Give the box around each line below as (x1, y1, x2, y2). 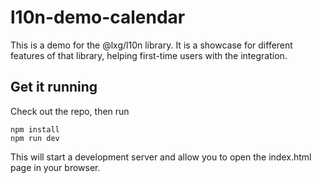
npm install (10, 124, 60, 135)
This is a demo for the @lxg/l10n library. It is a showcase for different (10, 39, 293, 51)
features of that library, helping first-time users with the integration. (10, 49, 288, 61)
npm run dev (10, 133, 60, 143)
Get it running (10, 79, 98, 96)
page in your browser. (10, 161, 101, 173)
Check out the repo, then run (10, 105, 130, 117)
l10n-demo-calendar (10, 6, 186, 29)
